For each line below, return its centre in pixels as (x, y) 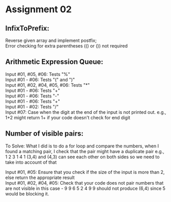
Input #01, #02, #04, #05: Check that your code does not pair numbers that (84, 183)
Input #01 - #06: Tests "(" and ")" (40, 80)
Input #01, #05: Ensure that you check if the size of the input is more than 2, (85, 172)
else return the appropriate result (40, 178)
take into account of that (31, 162)
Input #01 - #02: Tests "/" (32, 107)
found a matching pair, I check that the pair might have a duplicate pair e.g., (85, 151)
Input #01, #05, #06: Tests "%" (38, 74)
